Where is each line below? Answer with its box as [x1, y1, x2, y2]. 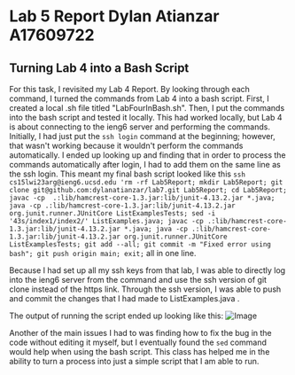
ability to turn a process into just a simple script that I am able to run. [9, 356, 260, 366]
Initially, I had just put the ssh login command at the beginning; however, [9, 131, 276, 141]
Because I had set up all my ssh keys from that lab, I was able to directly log [9, 265, 286, 276]
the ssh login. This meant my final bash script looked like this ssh [9, 168, 246, 179]
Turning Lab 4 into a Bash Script [9, 60, 190, 75]
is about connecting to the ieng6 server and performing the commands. [9, 121, 270, 132]
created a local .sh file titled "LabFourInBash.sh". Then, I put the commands [9, 103, 285, 113]
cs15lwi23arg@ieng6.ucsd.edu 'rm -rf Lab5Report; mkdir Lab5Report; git [9, 178, 283, 187]
